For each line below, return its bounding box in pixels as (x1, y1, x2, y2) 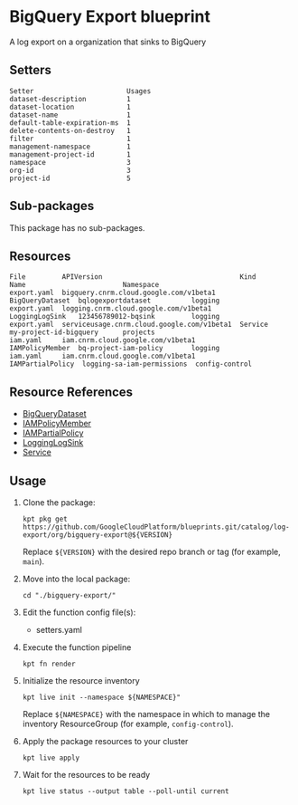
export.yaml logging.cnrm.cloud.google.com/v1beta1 (9, 304, 212, 313)
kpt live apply (22, 753, 80, 762)
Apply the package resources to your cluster (22, 736, 189, 746)
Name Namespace (9, 281, 160, 290)
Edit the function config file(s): (22, 607, 136, 618)
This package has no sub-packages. (9, 222, 145, 233)
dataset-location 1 (9, 102, 131, 111)
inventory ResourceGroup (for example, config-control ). (22, 718, 234, 729)
